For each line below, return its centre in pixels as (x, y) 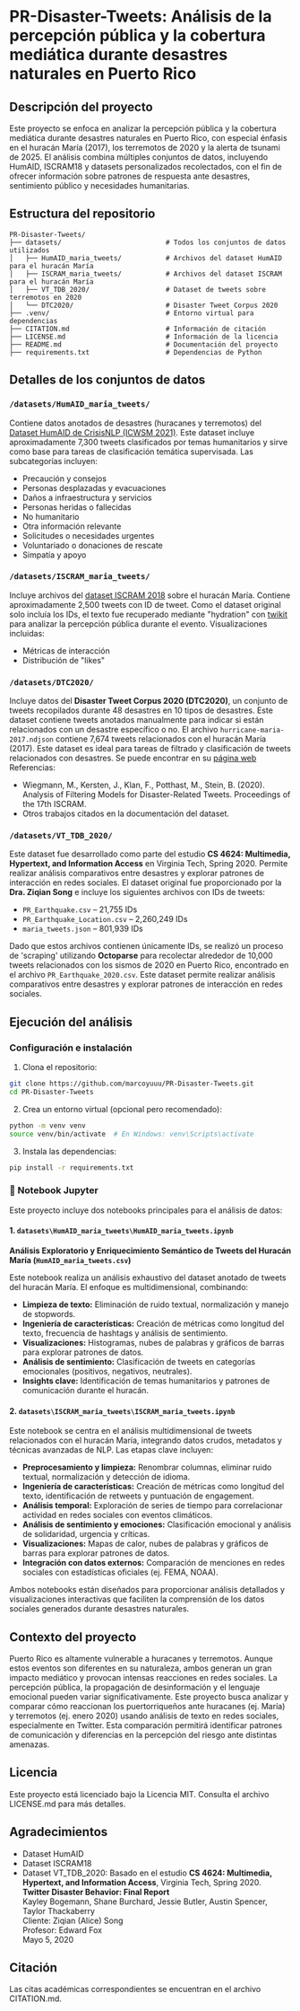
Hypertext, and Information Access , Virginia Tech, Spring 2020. (141, 1882)
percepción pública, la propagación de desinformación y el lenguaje (135, 1687)
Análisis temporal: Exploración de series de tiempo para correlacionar (153, 1506)
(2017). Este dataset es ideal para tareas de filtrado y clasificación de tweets (150, 749)
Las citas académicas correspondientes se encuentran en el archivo (135, 1989)
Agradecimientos (59, 1832)
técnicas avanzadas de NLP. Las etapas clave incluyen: (111, 1450)
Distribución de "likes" (64, 660)
